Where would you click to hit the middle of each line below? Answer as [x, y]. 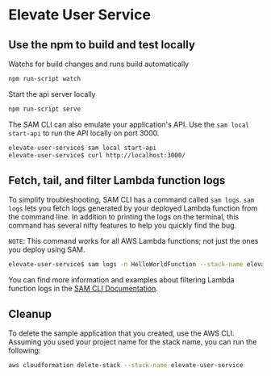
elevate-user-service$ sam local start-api [83, 148]
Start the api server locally [52, 94]
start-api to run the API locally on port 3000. [84, 133]
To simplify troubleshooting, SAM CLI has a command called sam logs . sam [131, 200]
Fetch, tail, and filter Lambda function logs [117, 180]
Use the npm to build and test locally [102, 45]
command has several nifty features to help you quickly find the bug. [123, 226]
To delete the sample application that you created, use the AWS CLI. [122, 333]
